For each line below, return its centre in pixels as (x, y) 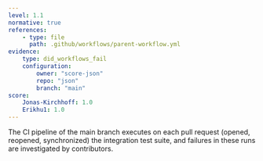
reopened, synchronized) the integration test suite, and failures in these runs (132, 140)
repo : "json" (58, 80)
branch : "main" (61, 88)
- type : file (44, 37)
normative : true (35, 23)
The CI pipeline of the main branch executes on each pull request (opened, (129, 132)
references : (27, 30)
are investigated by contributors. (61, 148)
